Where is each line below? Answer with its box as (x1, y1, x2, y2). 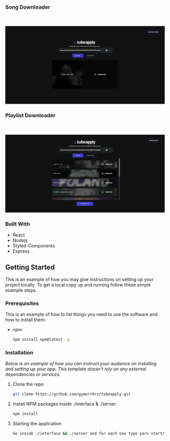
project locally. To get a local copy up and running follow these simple (5, 281, 151, 288)
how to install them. (5, 317, 47, 323)
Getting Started (5, 263, 55, 271)
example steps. (5, 287, 37, 293)
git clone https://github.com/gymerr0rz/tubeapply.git (12, 392, 131, 397)
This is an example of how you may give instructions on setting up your (5, 276, 154, 282)
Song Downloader (5, 4, 51, 11)
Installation (5, 349, 34, 356)
